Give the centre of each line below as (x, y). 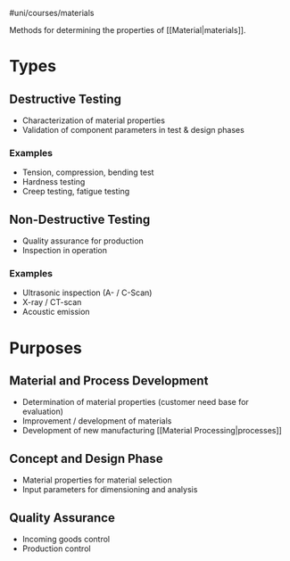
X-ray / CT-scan (52, 302)
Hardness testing (54, 182)
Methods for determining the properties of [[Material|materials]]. (128, 30)
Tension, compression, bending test (88, 172)
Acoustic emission (56, 312)
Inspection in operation (65, 251)
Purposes (46, 348)
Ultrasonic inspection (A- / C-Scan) (87, 293)
